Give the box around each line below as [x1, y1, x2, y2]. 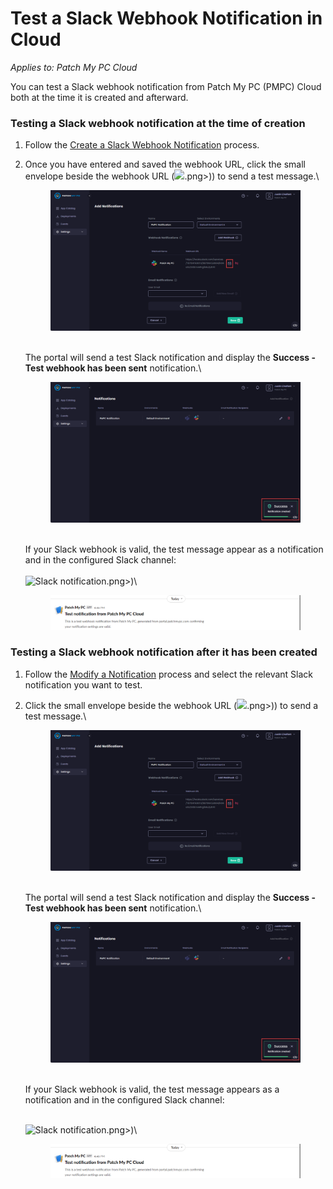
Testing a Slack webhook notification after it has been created [10, 645, 318, 659]
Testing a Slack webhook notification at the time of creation [10, 116, 306, 130]
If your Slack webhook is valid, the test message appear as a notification [24, 543, 324, 556]
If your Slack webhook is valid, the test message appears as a [24, 1083, 280, 1096]
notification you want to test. [24, 678, 143, 691]
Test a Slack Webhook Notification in [10, 7, 323, 30]
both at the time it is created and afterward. [10, 91, 189, 103]
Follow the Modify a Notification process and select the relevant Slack [24, 668, 313, 680]
